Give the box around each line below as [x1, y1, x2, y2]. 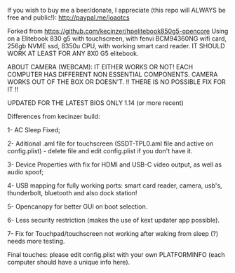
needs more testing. [7, 237, 65, 245]
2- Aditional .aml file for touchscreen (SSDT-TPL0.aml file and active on [7, 139, 214, 148]
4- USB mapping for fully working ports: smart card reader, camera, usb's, [7, 181, 222, 190]
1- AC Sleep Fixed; [7, 126, 61, 134]
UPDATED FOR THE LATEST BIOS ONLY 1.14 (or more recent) [7, 99, 184, 107]
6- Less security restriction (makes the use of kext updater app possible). [7, 216, 220, 224]
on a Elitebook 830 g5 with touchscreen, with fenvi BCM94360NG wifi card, [7, 34, 227, 43]
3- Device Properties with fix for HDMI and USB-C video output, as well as [7, 160, 222, 169]
